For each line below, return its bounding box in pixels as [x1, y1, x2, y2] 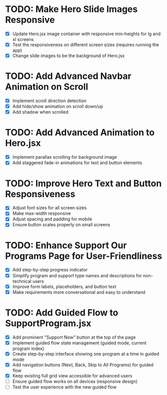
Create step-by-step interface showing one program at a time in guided [12, 350, 160, 356]
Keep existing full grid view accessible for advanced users [12, 372, 133, 378]
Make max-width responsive [12, 210, 71, 216]
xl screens [12, 37, 34, 42]
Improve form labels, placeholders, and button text [12, 283, 117, 289]
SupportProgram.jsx [5, 317, 91, 329]
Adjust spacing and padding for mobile [12, 216, 92, 222]
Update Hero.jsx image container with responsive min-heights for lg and [12, 31, 161, 37]
